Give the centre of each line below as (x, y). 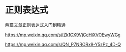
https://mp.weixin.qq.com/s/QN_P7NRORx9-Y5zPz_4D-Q (63, 44)
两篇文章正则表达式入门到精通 (35, 25)
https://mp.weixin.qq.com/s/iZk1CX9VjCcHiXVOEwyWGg (63, 35)
